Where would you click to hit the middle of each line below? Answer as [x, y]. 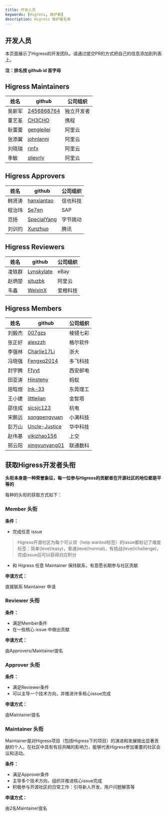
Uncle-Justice [45, 426]
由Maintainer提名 [23, 715]
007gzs [37, 333]
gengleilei [39, 129]
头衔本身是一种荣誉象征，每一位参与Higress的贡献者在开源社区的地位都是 [81, 478]
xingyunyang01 [46, 445]
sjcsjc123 [39, 408]
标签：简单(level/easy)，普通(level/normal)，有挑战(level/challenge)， [89, 548]
